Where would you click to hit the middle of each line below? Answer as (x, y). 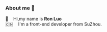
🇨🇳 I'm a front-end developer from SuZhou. (53, 24)
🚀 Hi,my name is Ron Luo (34, 19)
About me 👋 (20, 8)
